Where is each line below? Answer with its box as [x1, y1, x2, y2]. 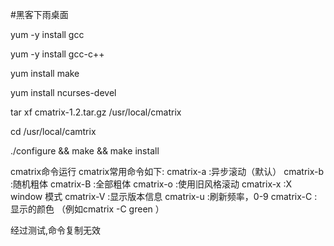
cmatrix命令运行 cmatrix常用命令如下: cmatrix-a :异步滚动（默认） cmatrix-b [10, 166, 325, 177]
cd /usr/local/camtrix [10, 126, 97, 137]
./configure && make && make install [10, 145, 160, 157]
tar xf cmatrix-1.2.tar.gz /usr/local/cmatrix [10, 106, 182, 118]
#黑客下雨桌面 [10, 9, 69, 20]
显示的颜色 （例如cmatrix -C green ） [10, 203, 165, 215]
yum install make [10, 68, 80, 79]
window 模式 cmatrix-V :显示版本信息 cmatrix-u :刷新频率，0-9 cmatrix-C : [10, 191, 318, 202]
